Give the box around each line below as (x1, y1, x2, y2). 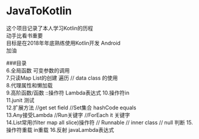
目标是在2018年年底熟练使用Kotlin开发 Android (6, 39, 121, 46)
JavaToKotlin (6, 4, 72, 18)
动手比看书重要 (6, 31, 43, 39)
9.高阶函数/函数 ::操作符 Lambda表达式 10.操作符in (6, 89, 130, 96)
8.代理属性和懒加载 (6, 81, 53, 89)
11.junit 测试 (6, 96, 35, 103)
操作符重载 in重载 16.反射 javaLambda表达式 (6, 126, 114, 133)
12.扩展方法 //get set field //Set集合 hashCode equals (6, 104, 136, 111)
